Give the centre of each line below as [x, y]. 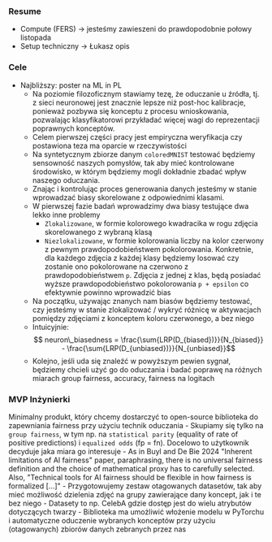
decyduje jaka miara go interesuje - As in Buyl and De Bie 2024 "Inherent [131, 451]
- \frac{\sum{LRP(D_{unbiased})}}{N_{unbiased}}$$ [148, 348]
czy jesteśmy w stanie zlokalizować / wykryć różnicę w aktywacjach [147, 310]
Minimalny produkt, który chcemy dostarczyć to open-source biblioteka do [133, 417]
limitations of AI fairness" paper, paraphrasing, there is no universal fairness [136, 460]
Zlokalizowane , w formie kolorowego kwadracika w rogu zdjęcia [151, 223]
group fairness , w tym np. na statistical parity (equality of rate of [123, 434]
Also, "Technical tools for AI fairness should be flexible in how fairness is [130, 477]
